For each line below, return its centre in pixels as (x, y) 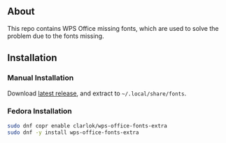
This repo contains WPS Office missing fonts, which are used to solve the (113, 28)
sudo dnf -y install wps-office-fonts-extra (73, 132)
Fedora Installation (40, 111)
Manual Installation (41, 78)
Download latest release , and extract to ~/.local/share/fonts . (97, 93)
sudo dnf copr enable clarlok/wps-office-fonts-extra (87, 125)
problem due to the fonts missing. (56, 36)
